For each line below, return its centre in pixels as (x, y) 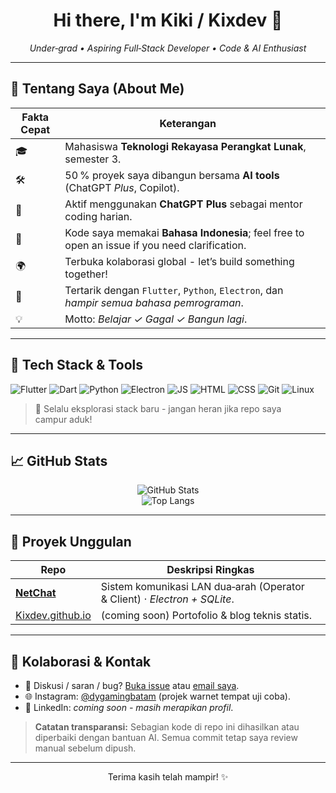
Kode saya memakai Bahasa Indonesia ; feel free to (184, 232)
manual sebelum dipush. (85, 748)
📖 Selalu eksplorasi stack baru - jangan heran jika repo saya (158, 408)
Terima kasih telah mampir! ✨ (168, 777)
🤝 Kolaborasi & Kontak (81, 661)
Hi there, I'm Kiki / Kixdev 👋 (168, 20)
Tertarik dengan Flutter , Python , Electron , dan (174, 290)
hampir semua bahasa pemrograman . (154, 302)
